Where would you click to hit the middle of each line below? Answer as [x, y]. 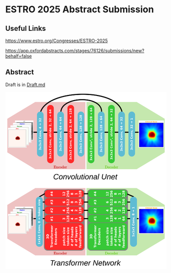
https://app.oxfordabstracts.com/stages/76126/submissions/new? [75, 51]
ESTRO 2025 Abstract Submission [80, 9]
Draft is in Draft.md [25, 84]
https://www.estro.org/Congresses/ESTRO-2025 [57, 41]
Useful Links [26, 28]
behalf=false [19, 56]
